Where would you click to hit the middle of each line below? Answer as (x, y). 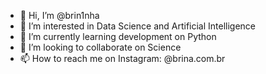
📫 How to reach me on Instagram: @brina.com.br (122, 58)
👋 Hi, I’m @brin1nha (59, 15)
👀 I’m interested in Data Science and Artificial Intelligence (138, 26)
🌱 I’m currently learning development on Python (118, 36)
